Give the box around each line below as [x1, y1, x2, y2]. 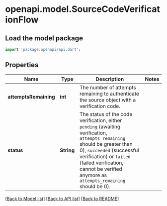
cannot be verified [79, 165, 123, 172]
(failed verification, [79, 159, 124, 166]
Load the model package [5, 34, 83, 42]
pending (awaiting [79, 123, 121, 130]
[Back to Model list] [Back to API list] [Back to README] [5, 196, 119, 202]
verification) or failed [79, 153, 131, 160]
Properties [5, 61, 39, 69]
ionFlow [5, 14, 39, 25]
